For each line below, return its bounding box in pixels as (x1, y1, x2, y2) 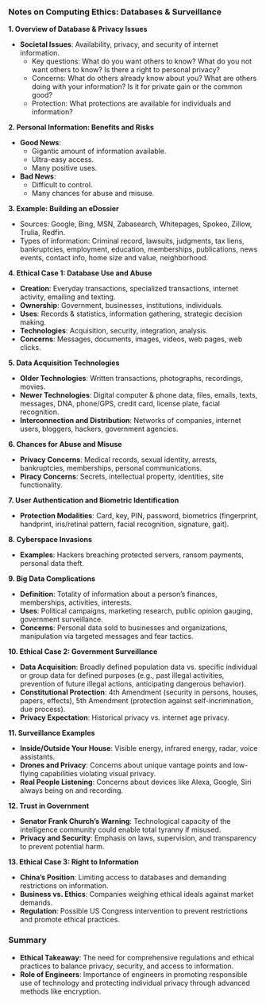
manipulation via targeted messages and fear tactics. (19, 632, 194, 641)
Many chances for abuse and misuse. (31, 189, 155, 198)
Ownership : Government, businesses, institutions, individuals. (19, 301, 224, 310)
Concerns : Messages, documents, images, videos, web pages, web (19, 334, 243, 344)
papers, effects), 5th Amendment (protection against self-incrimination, (19, 696, 253, 706)
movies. (19, 382, 46, 391)
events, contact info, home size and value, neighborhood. (19, 253, 209, 263)
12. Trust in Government (8, 801, 90, 811)
